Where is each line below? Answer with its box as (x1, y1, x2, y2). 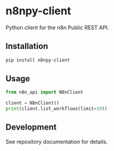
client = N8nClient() (5, 100, 60, 106)
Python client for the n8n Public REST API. (5, 24, 109, 31)
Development (5, 122, 57, 132)
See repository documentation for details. (5, 138, 108, 145)
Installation (5, 41, 48, 51)
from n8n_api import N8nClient (5, 90, 84, 95)
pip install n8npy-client (5, 57, 70, 63)
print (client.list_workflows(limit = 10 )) (5, 106, 108, 112)
